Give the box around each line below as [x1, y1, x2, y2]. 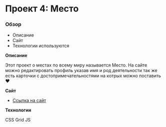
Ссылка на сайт [12, 97, 46, 103]
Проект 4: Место [5, 3, 79, 14]
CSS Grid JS [5, 117, 31, 123]
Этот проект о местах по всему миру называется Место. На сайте [5, 62, 147, 68]
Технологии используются [12, 43, 69, 49]
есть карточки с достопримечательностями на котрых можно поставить [5, 73, 161, 79]
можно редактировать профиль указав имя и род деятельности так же [5, 67, 157, 73]
